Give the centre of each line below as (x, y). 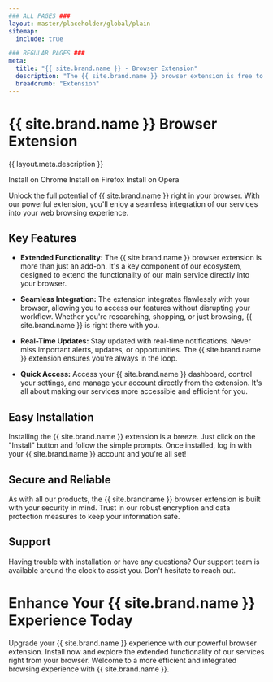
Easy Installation (51, 417)
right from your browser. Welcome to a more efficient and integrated (123, 660)
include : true (39, 39)
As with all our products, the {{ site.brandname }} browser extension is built (135, 499)
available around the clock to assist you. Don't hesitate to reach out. (122, 570)
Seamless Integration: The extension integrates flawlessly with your (135, 299)
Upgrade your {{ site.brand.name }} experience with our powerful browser (133, 643)
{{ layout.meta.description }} (56, 164)
